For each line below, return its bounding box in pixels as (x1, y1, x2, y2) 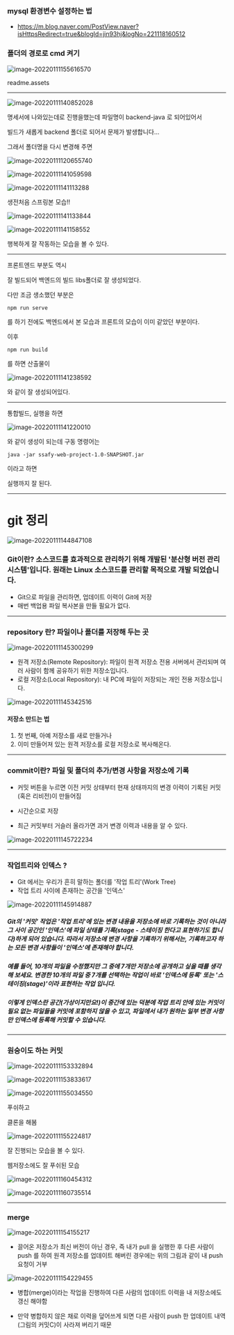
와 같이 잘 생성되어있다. (7, 387, 71, 396)
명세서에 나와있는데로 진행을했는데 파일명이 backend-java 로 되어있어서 (7, 113, 203, 121)
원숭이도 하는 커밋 (7, 1045, 64, 1055)
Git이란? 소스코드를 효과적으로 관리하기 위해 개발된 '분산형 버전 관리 (7, 555, 220, 564)
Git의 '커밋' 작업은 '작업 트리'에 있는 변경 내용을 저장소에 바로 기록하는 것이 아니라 (7, 917, 226, 925)
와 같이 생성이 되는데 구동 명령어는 (7, 437, 100, 445)
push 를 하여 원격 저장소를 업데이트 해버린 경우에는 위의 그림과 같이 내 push (17, 1251, 224, 1260)
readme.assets (7, 78, 50, 86)
